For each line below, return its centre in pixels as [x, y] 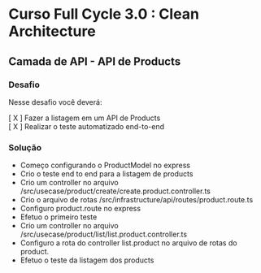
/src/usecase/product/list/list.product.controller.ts [104, 234]
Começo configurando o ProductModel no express [105, 165]
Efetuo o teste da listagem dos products [87, 260]
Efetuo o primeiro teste [59, 217]
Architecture [52, 31]
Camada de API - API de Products [95, 61]
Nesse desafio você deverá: [55, 102]
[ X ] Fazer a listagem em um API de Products [85, 118]
